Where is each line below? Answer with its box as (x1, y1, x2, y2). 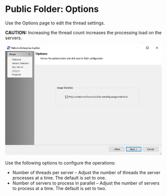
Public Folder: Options (5, 3, 99, 15)
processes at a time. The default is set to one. (12, 175, 106, 181)
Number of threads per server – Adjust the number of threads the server (12, 169, 161, 175)
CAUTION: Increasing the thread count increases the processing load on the (5, 29, 162, 35)
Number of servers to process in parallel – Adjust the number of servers (12, 180, 160, 186)
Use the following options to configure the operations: (5, 160, 116, 166)
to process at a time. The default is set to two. (12, 185, 107, 191)
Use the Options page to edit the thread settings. (5, 20, 105, 26)
